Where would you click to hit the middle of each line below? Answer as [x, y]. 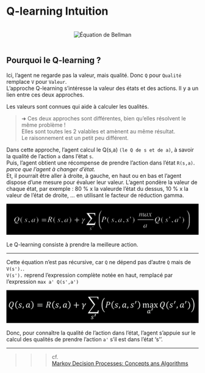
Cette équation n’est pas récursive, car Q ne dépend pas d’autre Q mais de [99, 262]
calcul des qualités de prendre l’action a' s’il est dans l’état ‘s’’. [85, 339]
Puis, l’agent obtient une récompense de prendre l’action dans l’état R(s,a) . [101, 163]
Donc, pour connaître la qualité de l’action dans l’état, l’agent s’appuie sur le [101, 333]
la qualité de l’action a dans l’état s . [50, 156]
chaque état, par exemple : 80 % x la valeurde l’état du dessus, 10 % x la [98, 188]
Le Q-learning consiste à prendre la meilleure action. [72, 244]
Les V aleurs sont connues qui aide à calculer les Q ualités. [78, 106]
